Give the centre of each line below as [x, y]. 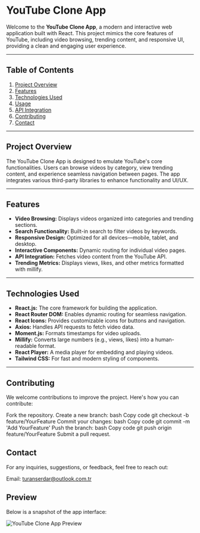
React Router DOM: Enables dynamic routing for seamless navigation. [101, 314]
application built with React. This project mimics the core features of [90, 33]
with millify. [29, 269]
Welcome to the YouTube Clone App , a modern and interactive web [89, 27]
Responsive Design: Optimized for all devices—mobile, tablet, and [96, 238]
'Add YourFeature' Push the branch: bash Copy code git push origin [89, 428]
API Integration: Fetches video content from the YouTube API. [91, 257]
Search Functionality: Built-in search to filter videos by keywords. [96, 231]
